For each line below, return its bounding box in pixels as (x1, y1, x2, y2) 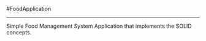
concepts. (6, 29, 32, 36)
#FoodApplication (6, 5, 51, 12)
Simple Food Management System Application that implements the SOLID (6, 22, 192, 30)
